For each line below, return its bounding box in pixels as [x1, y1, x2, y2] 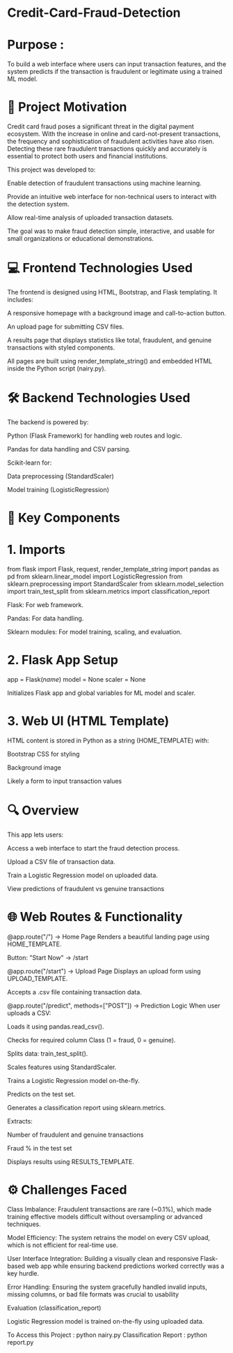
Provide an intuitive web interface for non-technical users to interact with [7, 193, 217, 201]
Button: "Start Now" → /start [7, 953, 89, 962]
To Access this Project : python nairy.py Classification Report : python [7, 1331, 207, 1339]
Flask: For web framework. [7, 601, 84, 609]
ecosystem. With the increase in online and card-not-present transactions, [7, 130, 221, 138]
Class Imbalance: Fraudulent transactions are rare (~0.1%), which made [7, 1205, 212, 1213]
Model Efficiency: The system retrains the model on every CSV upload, [7, 1233, 211, 1241]
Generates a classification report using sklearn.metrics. [7, 1103, 166, 1112]
